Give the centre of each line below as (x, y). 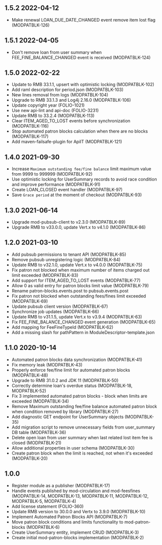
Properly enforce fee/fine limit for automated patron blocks (71, 370)
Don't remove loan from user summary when (57, 52)
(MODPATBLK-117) (30, 136)
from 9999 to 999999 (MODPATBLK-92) (52, 174)
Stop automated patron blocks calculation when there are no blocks (80, 131)
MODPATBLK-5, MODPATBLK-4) (44, 501)
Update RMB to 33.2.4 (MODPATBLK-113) (53, 116)
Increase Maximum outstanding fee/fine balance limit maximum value (81, 169)
